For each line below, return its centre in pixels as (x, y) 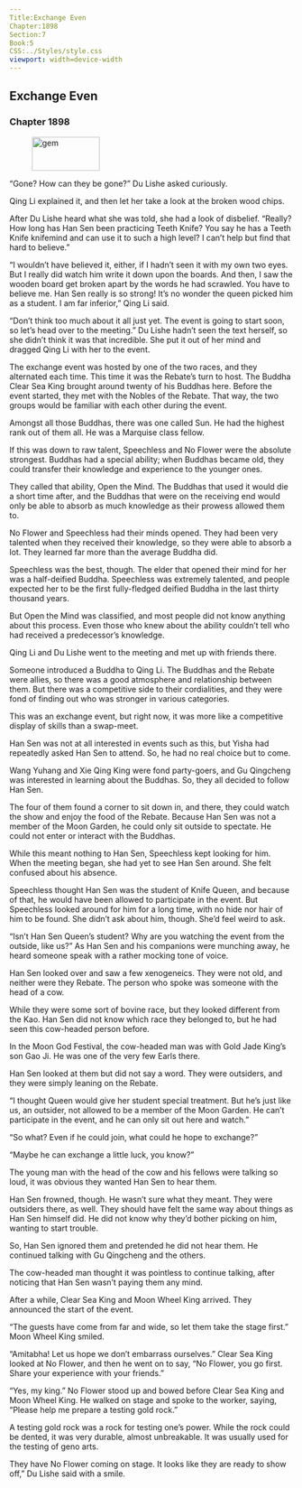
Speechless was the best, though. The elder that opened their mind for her (148, 569)
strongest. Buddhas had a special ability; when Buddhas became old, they (147, 459)
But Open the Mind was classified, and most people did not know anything (147, 616)
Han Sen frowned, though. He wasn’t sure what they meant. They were (141, 1199)
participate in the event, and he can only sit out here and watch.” (129, 1120)
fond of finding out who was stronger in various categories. (119, 698)
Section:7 (28, 34)
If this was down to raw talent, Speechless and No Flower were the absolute (150, 450)
